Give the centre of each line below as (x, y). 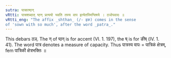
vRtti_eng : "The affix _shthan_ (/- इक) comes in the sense (71, 20)
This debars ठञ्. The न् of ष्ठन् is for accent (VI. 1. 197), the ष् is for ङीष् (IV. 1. (82, 39)
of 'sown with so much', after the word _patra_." (60, 24)
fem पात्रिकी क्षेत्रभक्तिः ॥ (26, 51)
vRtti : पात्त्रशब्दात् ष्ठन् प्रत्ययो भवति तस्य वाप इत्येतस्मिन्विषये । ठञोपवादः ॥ (65, 15)
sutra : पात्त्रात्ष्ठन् (20, 10)
